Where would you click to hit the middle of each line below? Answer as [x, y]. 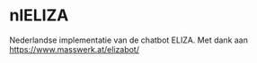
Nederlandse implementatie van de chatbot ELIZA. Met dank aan [129, 40]
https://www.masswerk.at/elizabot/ [74, 49]
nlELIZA [39, 16]
